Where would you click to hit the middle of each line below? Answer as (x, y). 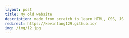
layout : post (19, 10)
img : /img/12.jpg (23, 28)
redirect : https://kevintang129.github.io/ (51, 23)
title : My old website (29, 14)
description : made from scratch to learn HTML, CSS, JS (64, 19)
